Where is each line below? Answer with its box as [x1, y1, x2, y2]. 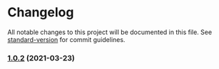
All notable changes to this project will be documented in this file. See [7, 28, 213, 36]
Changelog [7, 4, 74, 21]
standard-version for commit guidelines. [7, 35, 126, 43]
